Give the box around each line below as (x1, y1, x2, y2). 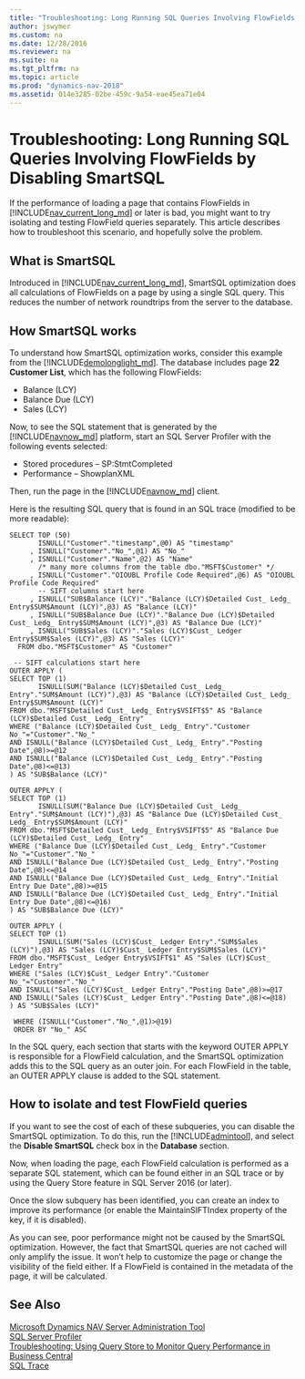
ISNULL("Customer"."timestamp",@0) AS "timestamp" (37, 539, 234, 548)
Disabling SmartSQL (9, 168, 166, 188)
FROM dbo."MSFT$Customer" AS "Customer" (17, 643, 173, 652)
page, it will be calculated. (9, 1271, 107, 1281)
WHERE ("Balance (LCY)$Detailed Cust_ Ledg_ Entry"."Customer (9, 722, 250, 732)
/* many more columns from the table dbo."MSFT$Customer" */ (37, 562, 275, 572)
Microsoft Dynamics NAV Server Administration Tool (9, 1321, 206, 1332)
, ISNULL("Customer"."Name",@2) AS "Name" (29, 555, 194, 564)
